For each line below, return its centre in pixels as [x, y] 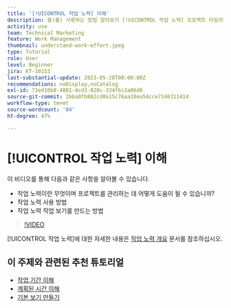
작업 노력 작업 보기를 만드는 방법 [60, 210]
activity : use [27, 26]
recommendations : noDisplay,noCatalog [63, 84]
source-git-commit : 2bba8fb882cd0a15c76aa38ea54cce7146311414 [98, 97]
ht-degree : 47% [29, 116]
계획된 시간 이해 [38, 289]
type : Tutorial [29, 52]
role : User [23, 59]
